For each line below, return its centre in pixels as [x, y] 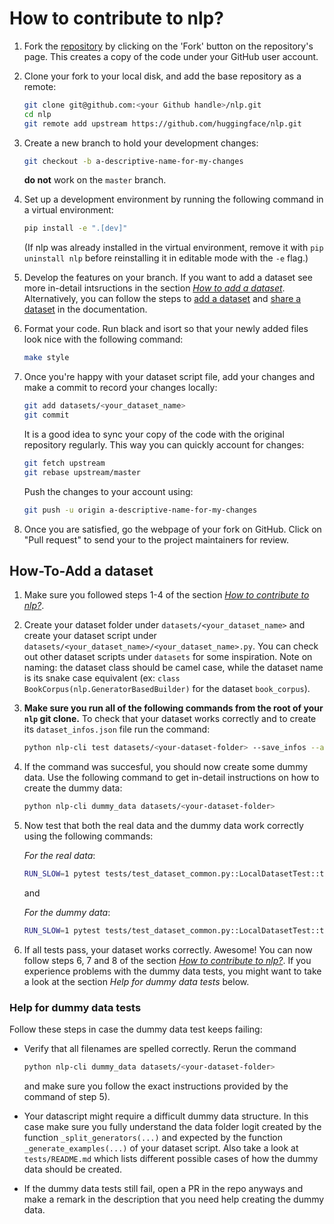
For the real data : [59, 856]
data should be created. [72, 1169]
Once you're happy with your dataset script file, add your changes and [169, 377]
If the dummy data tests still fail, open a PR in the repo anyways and [163, 1189]
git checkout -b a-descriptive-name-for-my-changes [133, 161]
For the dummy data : [67, 912]
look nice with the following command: [103, 339]
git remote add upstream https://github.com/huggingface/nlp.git [162, 123]
